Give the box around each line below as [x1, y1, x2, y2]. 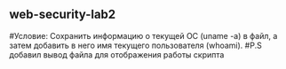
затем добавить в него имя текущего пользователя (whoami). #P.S [9, 40, 262, 50]
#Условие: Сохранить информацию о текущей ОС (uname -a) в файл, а [9, 30, 278, 41]
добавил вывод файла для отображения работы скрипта [9, 49, 225, 60]
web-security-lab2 [9, 7, 116, 22]
